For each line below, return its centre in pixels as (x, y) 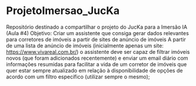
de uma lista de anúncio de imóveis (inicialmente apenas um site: (85, 46)
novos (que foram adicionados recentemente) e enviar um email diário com (97, 58)
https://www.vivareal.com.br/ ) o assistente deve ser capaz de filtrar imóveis (98, 51)
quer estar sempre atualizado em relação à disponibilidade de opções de (94, 70)
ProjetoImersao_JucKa (63, 11)
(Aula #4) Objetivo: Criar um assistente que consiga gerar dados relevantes (98, 33)
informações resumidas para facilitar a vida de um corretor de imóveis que (97, 64)
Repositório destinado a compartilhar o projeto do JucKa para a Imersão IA (97, 27)
